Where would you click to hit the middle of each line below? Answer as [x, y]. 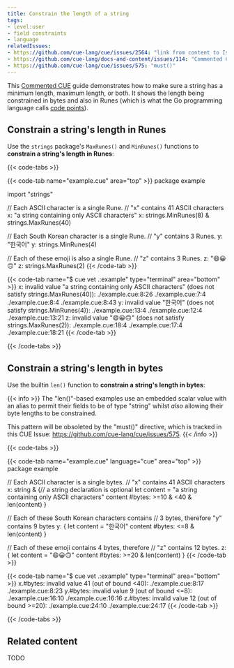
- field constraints [37, 33]
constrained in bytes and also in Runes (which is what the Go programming [115, 100]
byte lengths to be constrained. [52, 413]
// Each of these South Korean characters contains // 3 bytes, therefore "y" [115, 518]
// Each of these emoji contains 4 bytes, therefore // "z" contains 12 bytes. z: [117, 548]
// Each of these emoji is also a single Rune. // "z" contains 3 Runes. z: [108, 258]
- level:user [26, 27]
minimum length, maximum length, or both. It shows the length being [106, 93]
